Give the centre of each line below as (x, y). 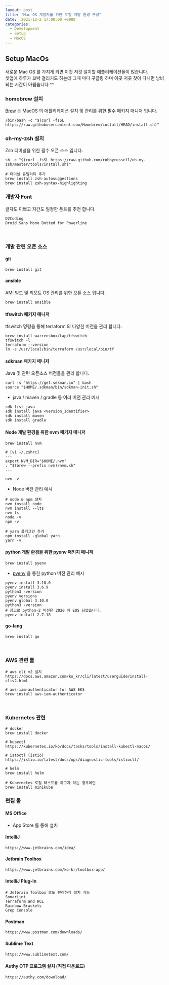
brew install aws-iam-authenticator (44, 694)
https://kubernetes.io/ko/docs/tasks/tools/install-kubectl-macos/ (78, 746)
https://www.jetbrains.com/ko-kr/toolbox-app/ (55, 870)
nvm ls (12, 513)
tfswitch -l (18, 340)
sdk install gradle (26, 420)
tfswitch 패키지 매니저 (27, 314)
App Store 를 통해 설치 (35, 825)
